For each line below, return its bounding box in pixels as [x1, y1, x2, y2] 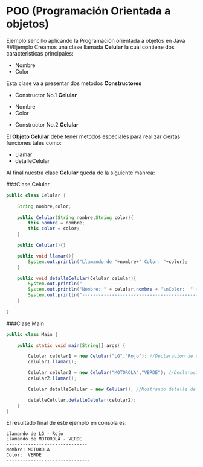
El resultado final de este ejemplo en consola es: [6, 419, 127, 427]
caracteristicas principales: [6, 49, 74, 57]
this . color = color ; [28, 226, 80, 232]
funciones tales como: [6, 139, 62, 146]
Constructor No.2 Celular [14, 121, 79, 128]
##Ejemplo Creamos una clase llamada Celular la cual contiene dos [6, 43, 175, 51]
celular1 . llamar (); [28, 359, 77, 365]
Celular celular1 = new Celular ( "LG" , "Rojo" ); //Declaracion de [28, 353, 193, 360]
